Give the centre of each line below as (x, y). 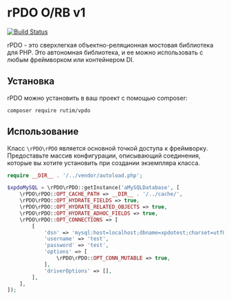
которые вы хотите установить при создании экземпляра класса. (104, 162)
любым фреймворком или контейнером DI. (71, 59)
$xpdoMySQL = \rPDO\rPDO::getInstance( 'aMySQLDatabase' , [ (93, 188)
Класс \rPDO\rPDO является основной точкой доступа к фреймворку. (108, 148)
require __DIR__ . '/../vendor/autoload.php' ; (75, 175)
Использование (43, 132)
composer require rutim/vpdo (49, 110)
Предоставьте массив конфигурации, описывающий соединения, (104, 156)
